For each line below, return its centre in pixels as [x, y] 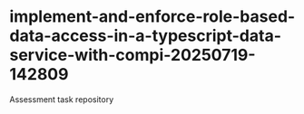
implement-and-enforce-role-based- [152, 17]
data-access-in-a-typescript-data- [145, 36]
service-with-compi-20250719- [132, 55]
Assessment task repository [62, 99]
